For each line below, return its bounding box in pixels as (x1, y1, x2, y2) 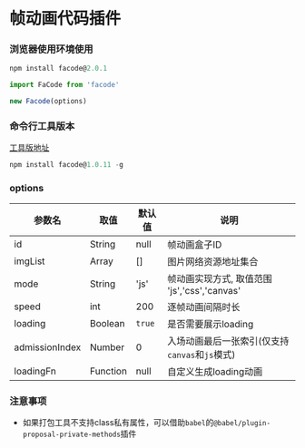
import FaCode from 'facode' (9, 81, 120, 90)
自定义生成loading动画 (167, 365, 263, 377)
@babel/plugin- (212, 418, 271, 427)
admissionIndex (14, 341, 82, 354)
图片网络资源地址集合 (167, 255, 259, 268)
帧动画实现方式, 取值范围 (167, 272, 272, 285)
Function (89, 365, 127, 377)
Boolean (89, 317, 125, 329)
